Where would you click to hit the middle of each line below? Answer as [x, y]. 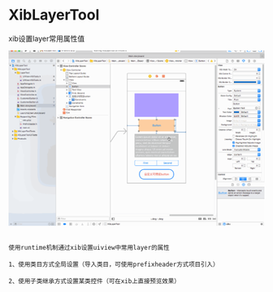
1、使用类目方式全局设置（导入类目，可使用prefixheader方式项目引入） [114, 264]
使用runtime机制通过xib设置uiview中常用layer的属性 [89, 247]
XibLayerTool [54, 15]
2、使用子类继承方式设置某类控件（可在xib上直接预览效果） [94, 281]
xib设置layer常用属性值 [47, 38]
